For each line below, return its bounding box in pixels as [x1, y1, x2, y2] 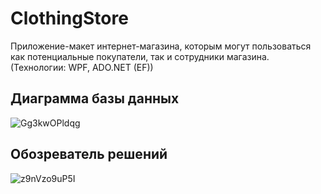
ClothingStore [10, 7, 129, 30]
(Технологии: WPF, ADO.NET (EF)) [10, 61, 154, 73]
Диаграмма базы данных [10, 90, 180, 107]
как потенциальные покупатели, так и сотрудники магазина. [10, 50, 270, 62]
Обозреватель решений [10, 146, 168, 163]
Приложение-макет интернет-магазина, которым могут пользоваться [10, 40, 312, 52]
